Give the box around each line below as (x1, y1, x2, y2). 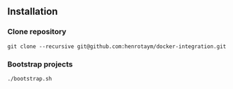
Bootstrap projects (7, 59, 73, 69)
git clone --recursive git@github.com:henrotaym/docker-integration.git (7, 42, 227, 50)
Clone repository (7, 27, 67, 37)
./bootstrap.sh (7, 75, 52, 82)
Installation (7, 6, 58, 18)
